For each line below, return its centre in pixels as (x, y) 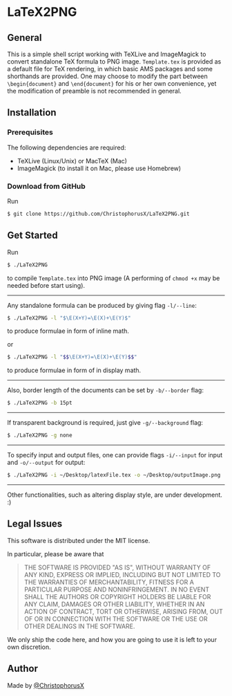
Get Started (32, 236)
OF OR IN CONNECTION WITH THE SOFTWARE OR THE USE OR (116, 619)
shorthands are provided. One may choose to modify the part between (108, 76)
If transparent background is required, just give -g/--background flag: (105, 423)
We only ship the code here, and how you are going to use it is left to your (112, 639)
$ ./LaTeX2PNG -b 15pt (40, 403)
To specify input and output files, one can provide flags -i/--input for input (115, 455)
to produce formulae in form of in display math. (74, 370)
